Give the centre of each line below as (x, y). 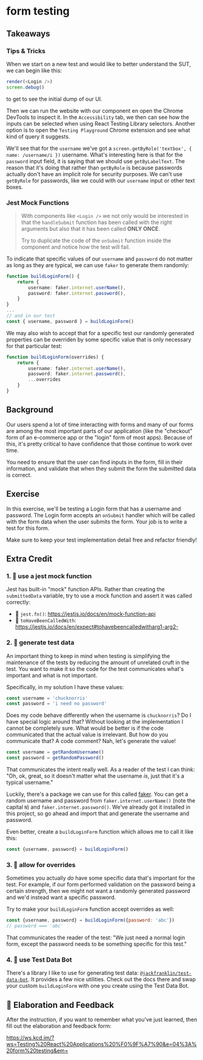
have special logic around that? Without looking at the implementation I (95, 722)
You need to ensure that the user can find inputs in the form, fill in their (95, 462)
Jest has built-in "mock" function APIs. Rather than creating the (85, 589)
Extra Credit (29, 559)
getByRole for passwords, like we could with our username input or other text (101, 180)
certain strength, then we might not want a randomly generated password (98, 891)
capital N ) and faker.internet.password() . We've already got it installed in (98, 807)
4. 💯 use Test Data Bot (39, 959)
